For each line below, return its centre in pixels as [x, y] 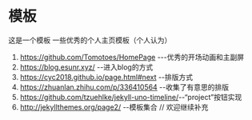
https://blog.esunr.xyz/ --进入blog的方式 [86, 67]
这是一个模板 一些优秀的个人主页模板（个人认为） [90, 40]
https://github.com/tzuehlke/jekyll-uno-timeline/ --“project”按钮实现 [131, 97]
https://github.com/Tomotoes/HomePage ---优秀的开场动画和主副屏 [132, 57]
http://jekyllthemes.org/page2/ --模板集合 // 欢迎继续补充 [114, 107]
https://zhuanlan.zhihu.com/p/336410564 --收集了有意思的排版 [124, 87]
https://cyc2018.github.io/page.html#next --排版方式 [106, 77]
